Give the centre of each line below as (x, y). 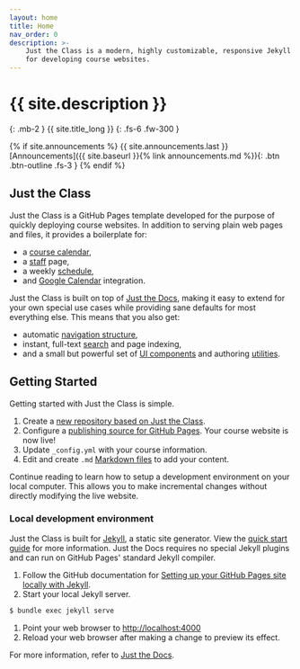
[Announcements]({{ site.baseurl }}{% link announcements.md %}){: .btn (145, 156)
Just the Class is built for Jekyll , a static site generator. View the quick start (148, 538)
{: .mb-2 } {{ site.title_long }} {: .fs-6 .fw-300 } (94, 129)
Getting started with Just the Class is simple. (92, 403)
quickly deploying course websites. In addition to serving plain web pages (146, 225)
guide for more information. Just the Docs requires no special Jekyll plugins (150, 548)
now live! (39, 440)
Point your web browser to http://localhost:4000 (111, 628)
